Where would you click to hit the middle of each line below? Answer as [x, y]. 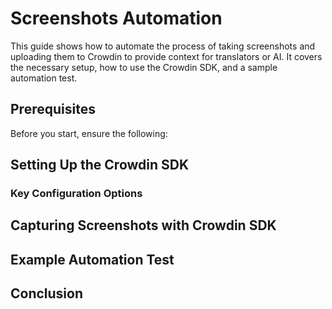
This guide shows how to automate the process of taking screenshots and [163, 46]
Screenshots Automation [116, 18]
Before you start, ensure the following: [89, 133]
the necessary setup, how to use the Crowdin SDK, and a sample [144, 67]
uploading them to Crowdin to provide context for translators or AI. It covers [166, 56]
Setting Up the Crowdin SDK [100, 165]
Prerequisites [53, 109]
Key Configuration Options [76, 194]
